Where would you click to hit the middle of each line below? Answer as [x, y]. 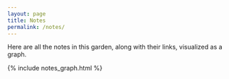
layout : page [27, 14]
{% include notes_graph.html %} [55, 68]
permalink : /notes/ [36, 27]
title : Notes [27, 20]
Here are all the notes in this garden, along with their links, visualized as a [115, 47]
